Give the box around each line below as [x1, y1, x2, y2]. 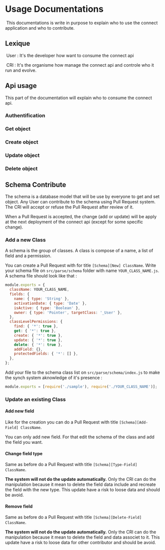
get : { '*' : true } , [14, 328, 56, 334]
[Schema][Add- [119, 420, 148, 425]
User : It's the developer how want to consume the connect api [6, 52, 134, 58]
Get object [5, 125, 31, 132]
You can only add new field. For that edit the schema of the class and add [5, 434, 155, 440]
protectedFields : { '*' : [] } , [14, 352, 78, 356]
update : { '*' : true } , [14, 337, 63, 343]
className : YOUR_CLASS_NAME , [9, 287, 69, 292]
